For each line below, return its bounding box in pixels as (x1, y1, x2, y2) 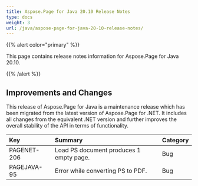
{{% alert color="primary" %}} (6, 41, 80, 48)
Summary (55, 136, 83, 145)
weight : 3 (6, 19, 31, 25)
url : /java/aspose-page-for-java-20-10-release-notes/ (6, 25, 144, 31)
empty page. (55, 154, 90, 162)
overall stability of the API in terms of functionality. (6, 122, 128, 129)
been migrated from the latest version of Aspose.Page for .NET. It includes (6, 110, 187, 117)
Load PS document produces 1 (55, 146, 141, 154)
